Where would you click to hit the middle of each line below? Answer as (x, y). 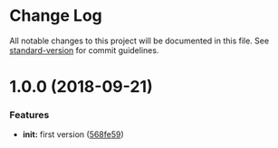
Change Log (56, 16)
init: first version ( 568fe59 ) (73, 134)
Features (29, 116)
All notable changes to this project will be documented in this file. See (139, 41)
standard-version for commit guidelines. (84, 50)
